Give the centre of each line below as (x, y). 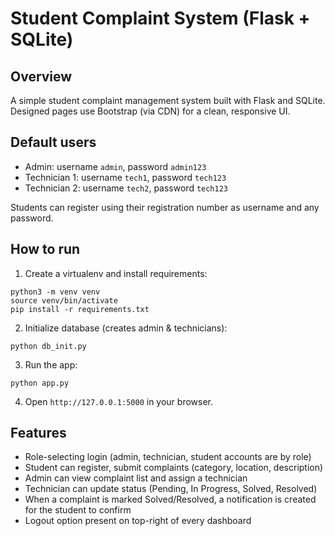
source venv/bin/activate (64, 300)
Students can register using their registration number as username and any (165, 207)
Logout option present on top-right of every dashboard (138, 521)
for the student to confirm (78, 510)
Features (38, 433)
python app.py (40, 383)
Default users (53, 142)
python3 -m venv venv (55, 292)
